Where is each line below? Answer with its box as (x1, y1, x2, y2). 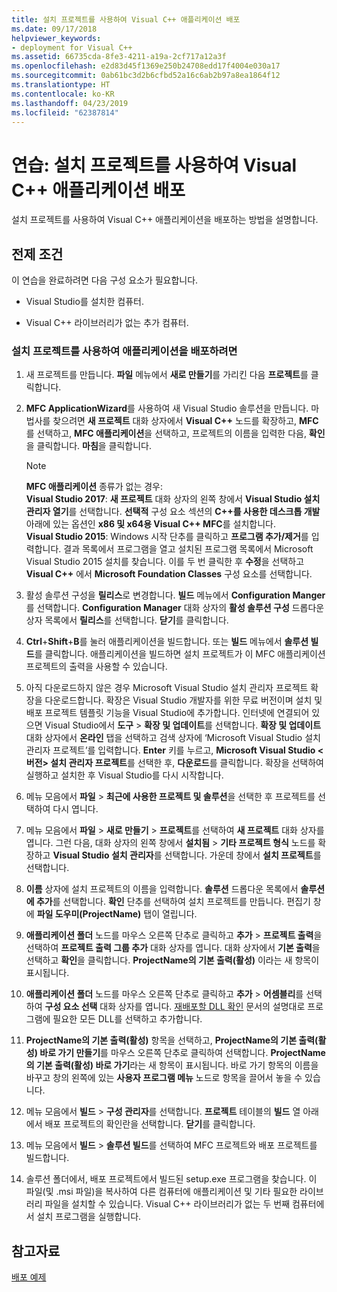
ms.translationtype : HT (11, 80, 111, 90)
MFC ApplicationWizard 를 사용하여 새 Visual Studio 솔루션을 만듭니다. (25, 402, 309, 415)
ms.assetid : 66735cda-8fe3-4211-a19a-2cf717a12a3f (11, 52, 227, 62)
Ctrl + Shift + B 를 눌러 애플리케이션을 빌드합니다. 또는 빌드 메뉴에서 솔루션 (25, 636, 309, 648)
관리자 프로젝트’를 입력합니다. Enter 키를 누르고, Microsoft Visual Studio (25, 744, 316, 756)
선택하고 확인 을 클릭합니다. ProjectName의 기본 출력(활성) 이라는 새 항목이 (25, 954, 320, 966)
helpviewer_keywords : (11, 33, 102, 43)
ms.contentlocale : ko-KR (11, 89, 115, 99)
